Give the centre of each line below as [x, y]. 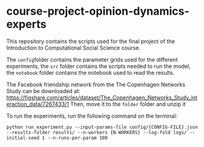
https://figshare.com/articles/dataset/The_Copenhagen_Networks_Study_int [102, 97]
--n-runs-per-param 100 [78, 138]
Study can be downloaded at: [43, 91]
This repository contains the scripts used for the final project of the [91, 41]
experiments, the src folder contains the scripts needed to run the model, [99, 66]
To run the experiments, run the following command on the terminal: [92, 116]
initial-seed [23, 138]
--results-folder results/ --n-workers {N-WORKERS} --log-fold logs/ [97, 132]
